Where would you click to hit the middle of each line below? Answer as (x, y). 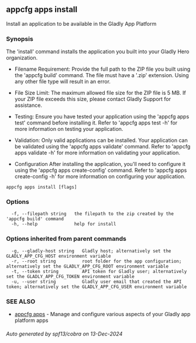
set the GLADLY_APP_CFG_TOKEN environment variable (70, 276)
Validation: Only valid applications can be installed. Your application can (101, 140)
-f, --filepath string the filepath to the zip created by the (93, 214)
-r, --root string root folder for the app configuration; (97, 261)
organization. (22, 58)
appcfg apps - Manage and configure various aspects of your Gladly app (102, 314)
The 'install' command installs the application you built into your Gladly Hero (98, 51)
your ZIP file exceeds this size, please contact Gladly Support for (93, 99)
